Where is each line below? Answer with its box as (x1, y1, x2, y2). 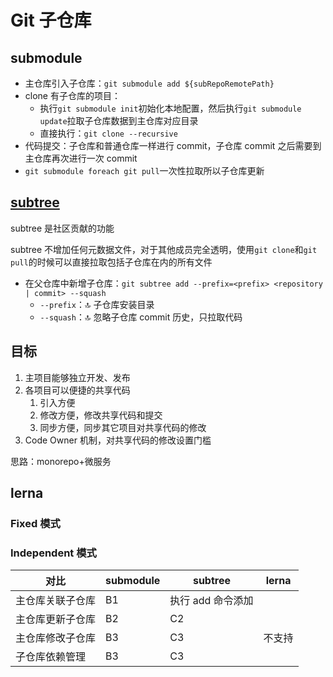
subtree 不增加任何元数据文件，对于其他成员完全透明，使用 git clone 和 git (10, 243, 318, 255)
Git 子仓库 (10, 9, 92, 32)
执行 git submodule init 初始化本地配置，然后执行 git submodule (39, 102, 302, 114)
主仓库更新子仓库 (15, 612, 97, 626)
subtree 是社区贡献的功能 (10, 222, 115, 234)
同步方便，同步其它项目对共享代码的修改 (39, 421, 207, 433)
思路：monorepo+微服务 (10, 455, 112, 467)
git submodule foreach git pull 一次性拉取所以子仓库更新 (24, 165, 265, 176)
